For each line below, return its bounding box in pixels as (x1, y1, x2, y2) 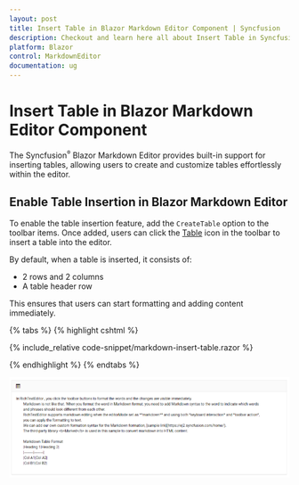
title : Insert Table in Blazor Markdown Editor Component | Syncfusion (9, 23, 280, 33)
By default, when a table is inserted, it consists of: (9, 254, 193, 265)
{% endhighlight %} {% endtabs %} (9, 359, 140, 370)
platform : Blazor (9, 43, 74, 52)
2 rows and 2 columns (21, 272, 104, 283)
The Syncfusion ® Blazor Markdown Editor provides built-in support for (9, 149, 266, 160)
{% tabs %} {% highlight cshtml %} (9, 325, 139, 336)
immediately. (9, 308, 56, 318)
